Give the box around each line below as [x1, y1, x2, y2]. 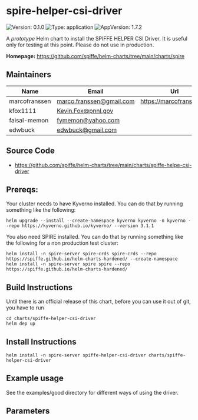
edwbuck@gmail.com [57, 125, 117, 134]
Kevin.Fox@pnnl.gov [57, 106, 114, 115]
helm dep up [6, 321, 35, 327]
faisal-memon [9, 116, 49, 124]
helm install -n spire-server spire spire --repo [6, 261, 131, 267]
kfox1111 [9, 106, 37, 115]
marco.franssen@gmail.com [57, 97, 135, 105]
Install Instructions [6, 336, 77, 346]
